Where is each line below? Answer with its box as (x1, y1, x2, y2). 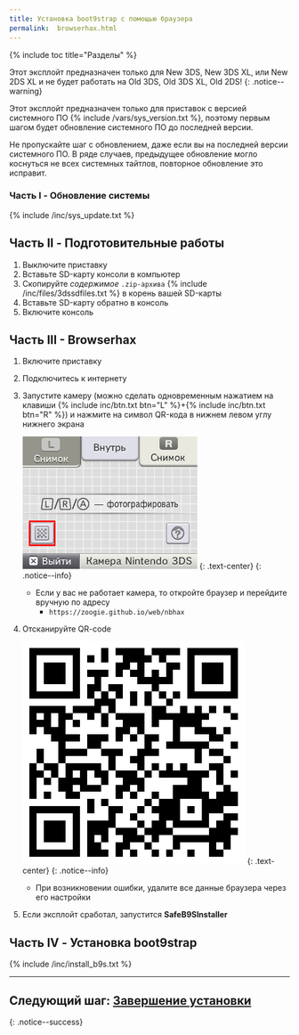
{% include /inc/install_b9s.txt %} (9, 958, 133, 970)
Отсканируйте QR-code (21, 623, 111, 634)
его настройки (35, 892, 91, 903)
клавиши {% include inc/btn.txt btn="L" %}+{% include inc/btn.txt (21, 400, 266, 411)
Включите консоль (21, 306, 94, 317)
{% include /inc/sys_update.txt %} (9, 209, 135, 220)
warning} (9, 86, 43, 96)
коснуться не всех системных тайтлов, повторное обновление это (9, 158, 263, 168)
